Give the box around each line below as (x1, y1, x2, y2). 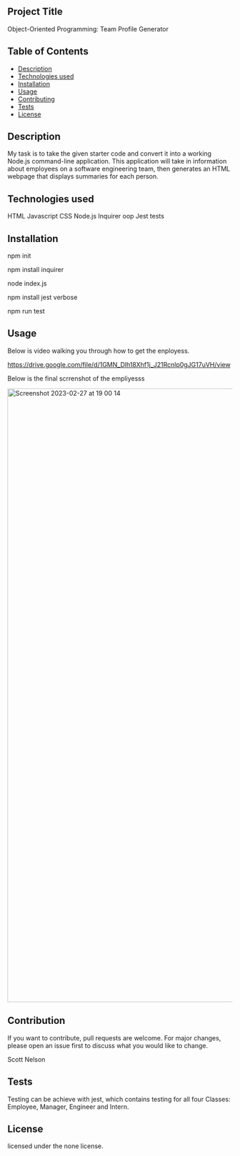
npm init (7, 251, 31, 260)
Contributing (17, 94, 55, 103)
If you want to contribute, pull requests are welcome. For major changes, (7, 1033, 221, 1042)
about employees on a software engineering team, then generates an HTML (7, 164, 231, 174)
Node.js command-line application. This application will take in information (7, 157, 227, 166)
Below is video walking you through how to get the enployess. (7, 346, 190, 355)
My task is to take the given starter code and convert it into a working (7, 149, 212, 158)
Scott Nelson (7, 1055, 46, 1063)
